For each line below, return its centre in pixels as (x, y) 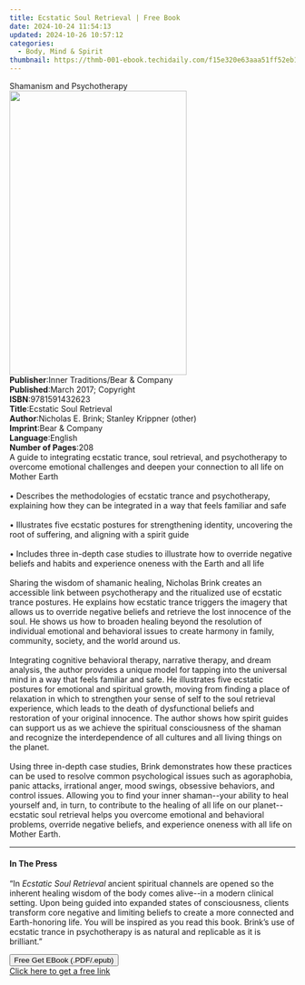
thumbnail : (30, 60)
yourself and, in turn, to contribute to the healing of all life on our (130, 805)
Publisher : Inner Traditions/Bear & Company (91, 380)
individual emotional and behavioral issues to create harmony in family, (142, 631)
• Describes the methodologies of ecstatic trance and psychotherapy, (140, 496)
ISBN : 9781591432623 (50, 399)
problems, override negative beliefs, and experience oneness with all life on (151, 824)
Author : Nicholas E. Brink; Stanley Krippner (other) (103, 418)
